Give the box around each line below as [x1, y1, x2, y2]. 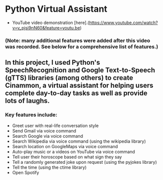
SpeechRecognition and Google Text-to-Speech [5, 66, 156, 75]
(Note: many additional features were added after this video [5, 37, 151, 44]
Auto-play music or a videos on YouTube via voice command [12, 149, 135, 154]
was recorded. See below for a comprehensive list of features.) [5, 43, 159, 50]
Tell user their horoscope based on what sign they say [12, 154, 122, 160]
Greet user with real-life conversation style [12, 123, 99, 129]
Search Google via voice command [12, 133, 83, 139]
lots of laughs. [5, 97, 50, 105]
